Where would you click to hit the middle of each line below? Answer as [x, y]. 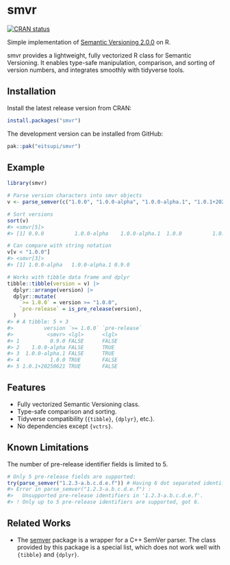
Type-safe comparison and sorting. [67, 411]
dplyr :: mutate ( [35, 297]
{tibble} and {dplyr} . [48, 554]
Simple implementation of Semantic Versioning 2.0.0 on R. [89, 42]
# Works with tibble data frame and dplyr [68, 277]
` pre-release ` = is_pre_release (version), [81, 309]
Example [26, 167]
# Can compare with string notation [59, 246]
